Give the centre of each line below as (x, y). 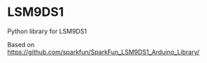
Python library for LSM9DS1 (47, 31)
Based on (21, 44)
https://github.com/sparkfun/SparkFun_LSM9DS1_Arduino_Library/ (103, 52)
